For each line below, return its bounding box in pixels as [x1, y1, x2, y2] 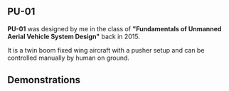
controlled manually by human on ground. [7, 53, 130, 62]
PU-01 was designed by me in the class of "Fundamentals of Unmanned [7, 24, 222, 33]
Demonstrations [7, 74, 80, 86]
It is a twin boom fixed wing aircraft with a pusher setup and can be [7, 45, 205, 54]
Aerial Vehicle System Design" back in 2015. [7, 32, 141, 41]
